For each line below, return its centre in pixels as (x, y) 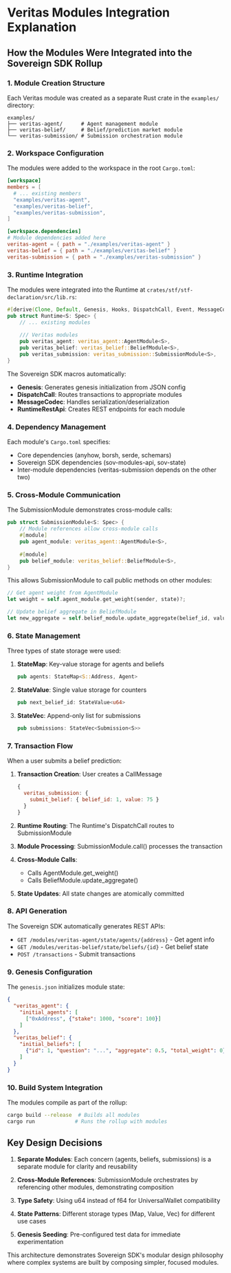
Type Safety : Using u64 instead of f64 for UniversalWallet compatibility (119, 1201)
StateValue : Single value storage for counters (82, 690)
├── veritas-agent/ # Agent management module (82, 124)
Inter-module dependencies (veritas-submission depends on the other (117, 470)
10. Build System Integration (55, 1087)
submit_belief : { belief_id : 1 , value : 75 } (95, 799)
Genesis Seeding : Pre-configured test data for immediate (99, 1234)
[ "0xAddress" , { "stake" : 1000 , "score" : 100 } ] (93, 1019)
